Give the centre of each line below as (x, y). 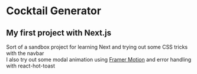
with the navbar (25, 53)
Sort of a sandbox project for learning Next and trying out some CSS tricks (97, 47)
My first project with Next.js (59, 33)
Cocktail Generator (54, 11)
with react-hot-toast (30, 66)
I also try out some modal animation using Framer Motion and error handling (99, 59)
